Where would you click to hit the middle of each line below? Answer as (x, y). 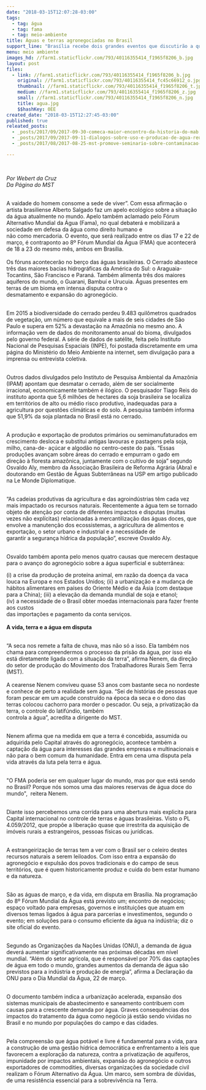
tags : (13, 18)
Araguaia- (169, 269)
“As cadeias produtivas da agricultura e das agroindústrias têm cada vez (98, 499)
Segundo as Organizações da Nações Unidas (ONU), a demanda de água (99, 945)
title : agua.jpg (38, 103)
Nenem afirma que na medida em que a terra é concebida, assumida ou (97, 735)
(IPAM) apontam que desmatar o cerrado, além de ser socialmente (90, 383)
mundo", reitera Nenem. (37, 793)
